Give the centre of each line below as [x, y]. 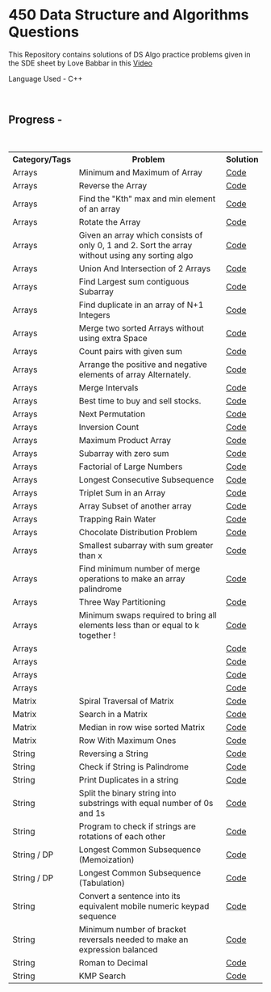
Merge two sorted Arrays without [141, 327]
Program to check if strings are [137, 826]
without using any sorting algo [136, 255]
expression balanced [119, 949]
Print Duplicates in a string [129, 779]
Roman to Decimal [113, 962]
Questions [44, 32]
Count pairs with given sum [131, 351]
